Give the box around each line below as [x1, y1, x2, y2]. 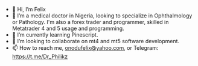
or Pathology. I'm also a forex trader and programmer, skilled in [11, 19, 169, 25]
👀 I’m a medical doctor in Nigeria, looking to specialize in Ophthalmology [11, 12, 193, 19]
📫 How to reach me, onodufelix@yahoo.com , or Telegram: [11, 44, 159, 51]
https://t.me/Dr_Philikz [11, 53, 68, 60]
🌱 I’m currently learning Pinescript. [11, 31, 98, 38]
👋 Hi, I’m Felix [11, 6, 46, 13]
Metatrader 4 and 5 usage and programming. [11, 25, 125, 32]
